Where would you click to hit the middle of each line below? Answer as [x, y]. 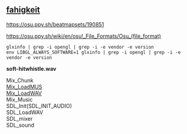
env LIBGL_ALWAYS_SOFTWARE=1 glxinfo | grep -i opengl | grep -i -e [93, 52]
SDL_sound [20, 125]
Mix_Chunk [20, 80]
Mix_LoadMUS [24, 87]
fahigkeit [23, 10]
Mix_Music [19, 99]
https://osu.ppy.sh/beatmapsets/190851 [55, 24]
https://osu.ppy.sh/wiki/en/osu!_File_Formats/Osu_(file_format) [84, 36]
